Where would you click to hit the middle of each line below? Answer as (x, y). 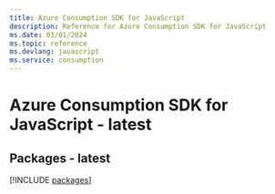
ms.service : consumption (56, 60)
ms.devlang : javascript (55, 52)
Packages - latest (60, 158)
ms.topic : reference (49, 43)
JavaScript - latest (81, 125)
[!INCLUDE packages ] (51, 180)
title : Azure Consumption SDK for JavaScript (97, 18)
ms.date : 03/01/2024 (49, 35)
